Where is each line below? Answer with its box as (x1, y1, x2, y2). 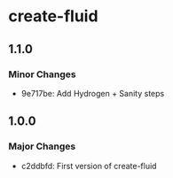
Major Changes (8, 140, 76, 152)
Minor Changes (8, 68, 76, 81)
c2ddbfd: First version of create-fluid (20, 160, 157, 171)
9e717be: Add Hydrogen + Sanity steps (20, 88, 165, 98)
